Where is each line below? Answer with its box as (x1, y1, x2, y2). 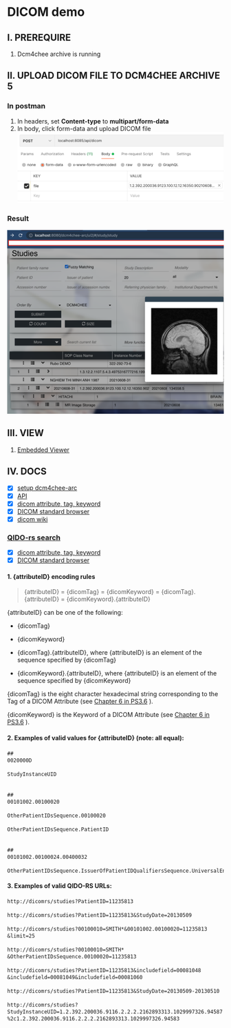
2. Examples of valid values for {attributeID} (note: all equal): (7, 733, 184, 742)
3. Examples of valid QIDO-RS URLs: (7, 882, 112, 890)
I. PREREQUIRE (7, 32, 71, 43)
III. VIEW (7, 427, 45, 439)
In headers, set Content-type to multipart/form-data (16, 117, 169, 125)
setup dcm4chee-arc (16, 484, 78, 492)
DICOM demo (7, 4, 85, 20)
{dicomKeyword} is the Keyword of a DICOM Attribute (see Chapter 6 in (7, 711, 210, 719)
